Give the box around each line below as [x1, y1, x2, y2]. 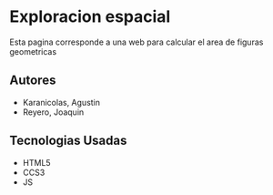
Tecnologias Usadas [9, 133, 127, 149]
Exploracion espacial [9, 6, 171, 27]
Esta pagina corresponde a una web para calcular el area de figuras [9, 36, 264, 47]
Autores [9, 73, 56, 88]
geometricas [9, 46, 57, 56]
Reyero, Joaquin [22, 107, 85, 118]
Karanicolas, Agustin [22, 97, 101, 108]
